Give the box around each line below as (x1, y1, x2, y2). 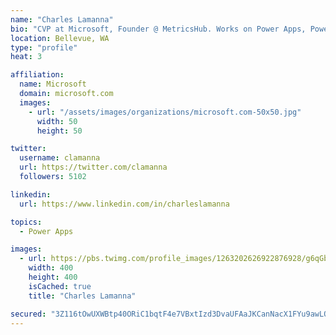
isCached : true (28, 281, 92, 291)
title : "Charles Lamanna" (28, 291, 137, 301)
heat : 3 (10, 52, 43, 62)
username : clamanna (19, 153, 101, 163)
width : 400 (28, 263, 74, 273)
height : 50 (36, 126, 83, 136)
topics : (10, 217, 43, 227)
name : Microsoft (19, 79, 87, 90)
